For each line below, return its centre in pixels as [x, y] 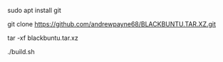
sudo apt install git [35, 10]
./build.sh [21, 52]
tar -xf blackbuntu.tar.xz [43, 38]
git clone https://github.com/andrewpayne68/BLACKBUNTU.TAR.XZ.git [111, 24]
